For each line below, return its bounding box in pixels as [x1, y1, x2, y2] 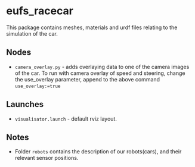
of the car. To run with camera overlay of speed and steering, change [14, 70, 185, 77]
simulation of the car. [6, 30, 58, 37]
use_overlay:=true [14, 83, 61, 89]
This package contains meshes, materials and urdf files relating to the [6, 24, 178, 31]
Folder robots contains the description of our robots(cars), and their [14, 148, 182, 155]
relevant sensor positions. [14, 155, 79, 162]
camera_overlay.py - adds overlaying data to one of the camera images [14, 63, 190, 70]
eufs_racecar [6, 4, 73, 18]
